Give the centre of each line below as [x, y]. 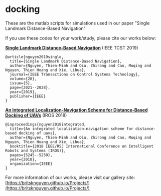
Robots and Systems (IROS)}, [36, 150]
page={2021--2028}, [30, 87]
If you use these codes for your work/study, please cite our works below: [81, 38]
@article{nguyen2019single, [35, 57]
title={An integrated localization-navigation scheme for [72, 128]
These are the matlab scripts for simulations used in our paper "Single [77, 23]
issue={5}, [21, 83]
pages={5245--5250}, [31, 155]
